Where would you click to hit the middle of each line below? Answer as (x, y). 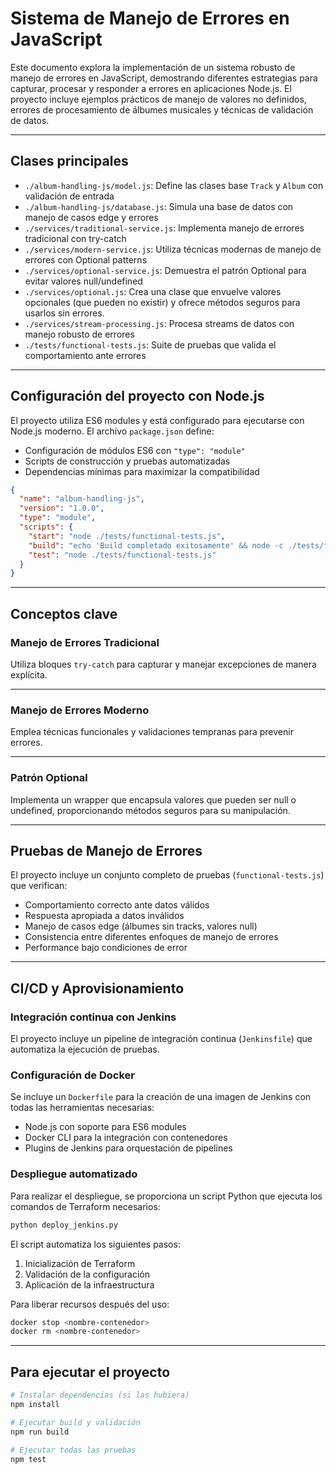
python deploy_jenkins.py (64, 1225)
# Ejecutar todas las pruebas (73, 1450)
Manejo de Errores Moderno (80, 710)
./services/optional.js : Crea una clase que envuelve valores (153, 291)
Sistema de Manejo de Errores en (150, 18)
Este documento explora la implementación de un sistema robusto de (153, 67)
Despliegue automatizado (74, 1174)
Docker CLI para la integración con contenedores (126, 1138)
